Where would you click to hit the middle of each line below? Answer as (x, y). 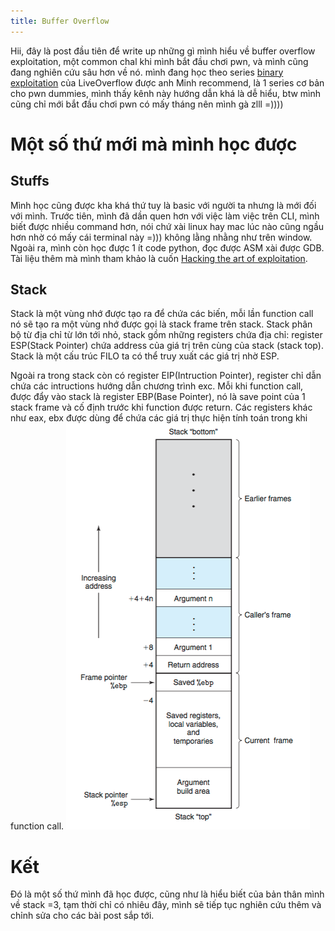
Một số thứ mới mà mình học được (154, 144)
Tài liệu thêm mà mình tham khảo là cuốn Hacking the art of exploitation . (159, 258)
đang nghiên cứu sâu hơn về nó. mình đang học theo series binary (147, 72)
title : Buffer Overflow (60, 21)
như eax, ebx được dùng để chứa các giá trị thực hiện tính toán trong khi (159, 418)
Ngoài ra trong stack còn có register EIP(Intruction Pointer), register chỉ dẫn (166, 376)
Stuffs (30, 181)
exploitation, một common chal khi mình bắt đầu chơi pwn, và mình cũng (159, 61)
